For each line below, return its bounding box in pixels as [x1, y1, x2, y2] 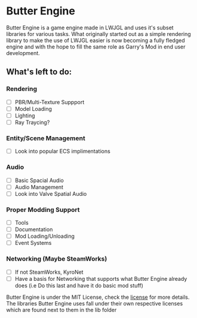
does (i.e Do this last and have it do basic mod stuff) [14, 281, 143, 289]
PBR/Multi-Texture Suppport [14, 98, 85, 105]
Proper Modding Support [6, 205, 80, 214]
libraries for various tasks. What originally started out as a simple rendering [6, 30, 191, 37]
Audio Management [14, 183, 64, 190]
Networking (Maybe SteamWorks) [6, 255, 107, 263]
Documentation [14, 226, 53, 233]
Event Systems [14, 240, 52, 247]
